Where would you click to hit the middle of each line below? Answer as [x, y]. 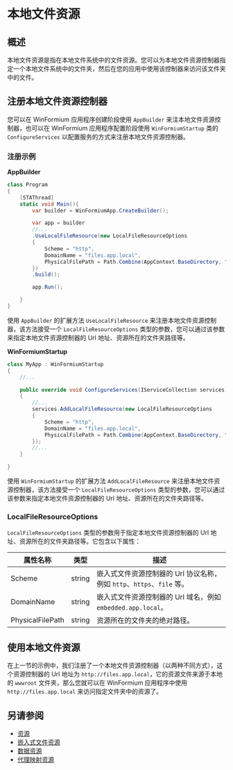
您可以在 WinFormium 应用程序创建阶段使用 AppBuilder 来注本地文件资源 [111, 119]
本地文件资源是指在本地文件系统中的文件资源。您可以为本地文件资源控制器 [113, 60]
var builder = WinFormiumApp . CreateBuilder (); [101, 210]
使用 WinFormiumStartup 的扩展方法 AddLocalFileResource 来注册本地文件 [111, 481]
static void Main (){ [49, 204]
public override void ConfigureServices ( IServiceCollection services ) [124, 390]
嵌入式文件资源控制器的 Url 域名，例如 [159, 597]
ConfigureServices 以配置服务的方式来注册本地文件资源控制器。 [98, 137]
